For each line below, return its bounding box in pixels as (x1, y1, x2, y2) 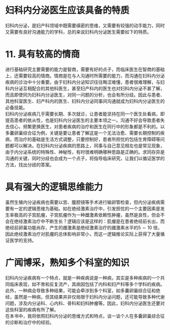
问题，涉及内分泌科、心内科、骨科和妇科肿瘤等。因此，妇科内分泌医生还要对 (5, 300, 165, 306)
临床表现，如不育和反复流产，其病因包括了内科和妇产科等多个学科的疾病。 (9, 281, 165, 287)
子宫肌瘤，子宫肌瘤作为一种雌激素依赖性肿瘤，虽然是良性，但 (27, 212, 156, 218)
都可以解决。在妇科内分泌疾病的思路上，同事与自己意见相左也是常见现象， (9, 142, 165, 148)
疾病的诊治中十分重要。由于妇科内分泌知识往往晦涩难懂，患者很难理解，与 (5, 79, 160, 85)
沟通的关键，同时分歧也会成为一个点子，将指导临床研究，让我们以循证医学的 (5, 155, 165, 161)
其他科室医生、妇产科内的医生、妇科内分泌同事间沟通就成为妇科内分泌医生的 (5, 98, 165, 104)
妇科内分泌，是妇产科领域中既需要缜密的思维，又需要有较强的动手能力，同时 (5, 22, 165, 28)
